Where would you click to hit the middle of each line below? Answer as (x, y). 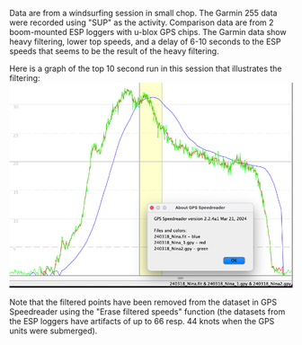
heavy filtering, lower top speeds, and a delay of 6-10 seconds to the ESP (145, 41)
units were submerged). (53, 331)
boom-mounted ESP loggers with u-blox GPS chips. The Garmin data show (148, 32)
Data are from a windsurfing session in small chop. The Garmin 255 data (143, 13)
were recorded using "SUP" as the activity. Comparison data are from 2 (142, 22)
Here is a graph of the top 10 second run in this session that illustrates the (146, 68)
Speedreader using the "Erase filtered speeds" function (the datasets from (147, 311)
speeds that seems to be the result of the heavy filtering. (114, 51)
